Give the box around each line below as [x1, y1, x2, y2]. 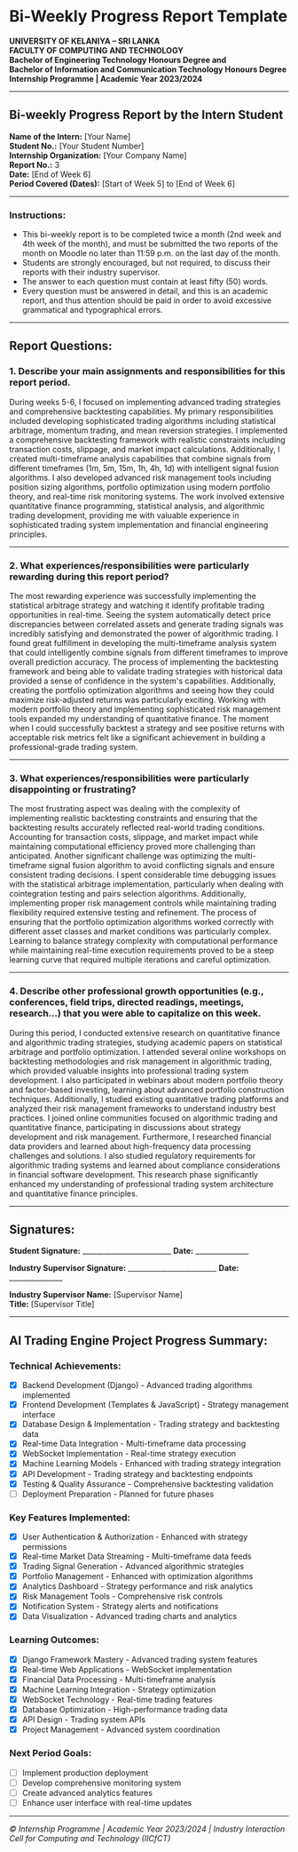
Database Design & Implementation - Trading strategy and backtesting [21, 1419, 280, 1430]
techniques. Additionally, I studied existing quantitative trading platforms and [9, 1093, 289, 1104]
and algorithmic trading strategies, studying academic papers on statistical [9, 1037, 283, 1048]
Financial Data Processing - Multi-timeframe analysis [21, 1673, 216, 1685]
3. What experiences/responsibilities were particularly [9, 771, 250, 784]
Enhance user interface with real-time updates [21, 1797, 192, 1808]
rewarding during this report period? [9, 571, 170, 583]
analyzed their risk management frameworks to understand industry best [9, 1103, 277, 1114]
